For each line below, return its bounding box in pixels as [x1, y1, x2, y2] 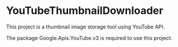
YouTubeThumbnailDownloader [6, 4, 163, 17]
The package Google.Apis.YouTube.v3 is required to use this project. [6, 34, 173, 41]
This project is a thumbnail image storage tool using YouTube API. [6, 23, 165, 30]
